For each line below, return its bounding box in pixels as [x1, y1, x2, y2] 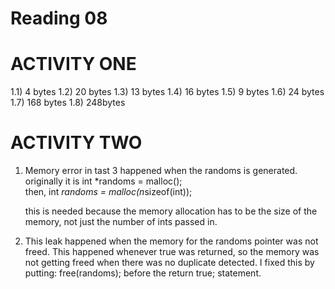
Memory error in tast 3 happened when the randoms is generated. [24, 165, 298, 177]
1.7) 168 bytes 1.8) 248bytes [10, 97, 126, 109]
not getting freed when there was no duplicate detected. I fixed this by [24, 257, 315, 269]
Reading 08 [10, 7, 108, 30]
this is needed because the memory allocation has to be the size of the [24, 205, 318, 217]
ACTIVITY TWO [10, 132, 143, 154]
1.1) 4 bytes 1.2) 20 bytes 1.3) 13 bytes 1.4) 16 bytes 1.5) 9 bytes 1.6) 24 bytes [10, 86, 325, 98]
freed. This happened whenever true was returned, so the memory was [24, 246, 320, 258]
